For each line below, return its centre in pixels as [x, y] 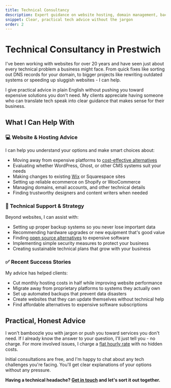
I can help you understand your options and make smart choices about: [80, 150]
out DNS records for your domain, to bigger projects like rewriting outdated [84, 75]
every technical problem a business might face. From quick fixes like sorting [85, 69]
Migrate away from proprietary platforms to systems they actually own [86, 288]
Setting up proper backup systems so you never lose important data [84, 227]
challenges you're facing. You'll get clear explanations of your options [78, 365]
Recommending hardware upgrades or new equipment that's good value [89, 233]
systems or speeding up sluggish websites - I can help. [63, 80]
